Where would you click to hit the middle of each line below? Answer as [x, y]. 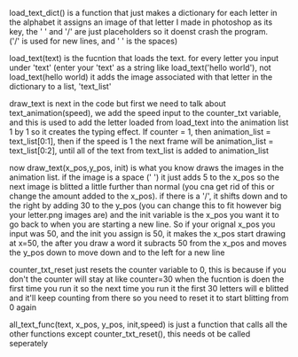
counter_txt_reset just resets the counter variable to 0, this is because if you [148, 270]
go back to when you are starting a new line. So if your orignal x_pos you [142, 224]
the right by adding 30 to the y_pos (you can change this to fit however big [145, 206]
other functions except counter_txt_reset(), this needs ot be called [130, 334]
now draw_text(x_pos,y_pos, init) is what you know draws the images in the [146, 168]
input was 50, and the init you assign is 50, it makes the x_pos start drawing [148, 233]
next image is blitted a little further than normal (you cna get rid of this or [142, 186]
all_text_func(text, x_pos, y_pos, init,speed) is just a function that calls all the [149, 324]
